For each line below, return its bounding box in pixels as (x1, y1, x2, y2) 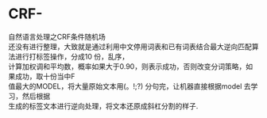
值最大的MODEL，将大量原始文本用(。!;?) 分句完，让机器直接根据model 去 (8, 81, 252, 91)
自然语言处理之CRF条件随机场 (8, 32, 106, 41)
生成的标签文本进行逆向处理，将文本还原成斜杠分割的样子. (8, 101, 199, 111)
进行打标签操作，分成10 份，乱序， (14, 51, 130, 61)
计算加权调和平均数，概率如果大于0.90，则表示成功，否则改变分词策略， (8, 61, 246, 71)
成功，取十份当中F (14, 71, 75, 81)
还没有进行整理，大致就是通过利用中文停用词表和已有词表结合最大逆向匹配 (8, 41, 252, 51)
